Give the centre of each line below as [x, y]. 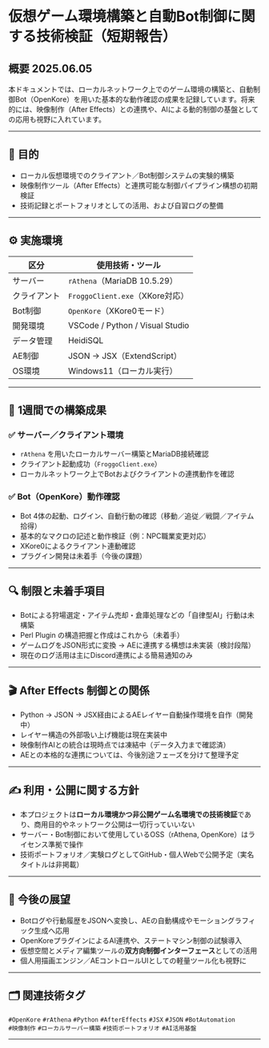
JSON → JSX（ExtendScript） [124, 356]
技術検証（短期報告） [107, 36]
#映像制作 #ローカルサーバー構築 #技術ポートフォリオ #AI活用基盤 [102, 1028]
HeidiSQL [86, 340]
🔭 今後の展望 [39, 899]
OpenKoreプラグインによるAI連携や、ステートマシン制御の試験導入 [131, 940]
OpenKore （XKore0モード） [118, 311]
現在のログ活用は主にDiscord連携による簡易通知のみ [106, 655]
